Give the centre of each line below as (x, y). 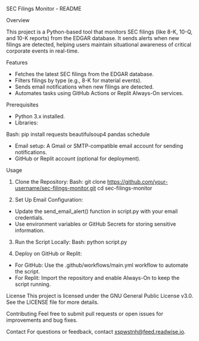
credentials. (29, 217)
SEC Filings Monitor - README (44, 9)
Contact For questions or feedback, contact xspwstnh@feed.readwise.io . (96, 332)
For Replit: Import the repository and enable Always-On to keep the (97, 278)
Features (17, 63)
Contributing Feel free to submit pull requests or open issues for (85, 314)
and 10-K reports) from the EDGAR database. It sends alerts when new (93, 38)
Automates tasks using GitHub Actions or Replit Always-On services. (99, 93)
